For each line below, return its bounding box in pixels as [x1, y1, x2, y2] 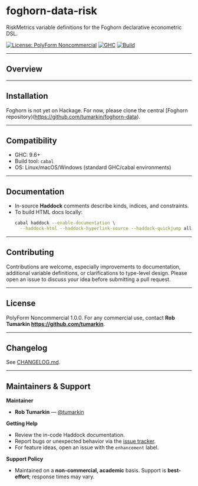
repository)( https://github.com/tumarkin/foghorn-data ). [6, 113, 140, 120]
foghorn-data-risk [6, 4, 97, 18]
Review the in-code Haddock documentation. [14, 432, 125, 439]
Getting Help [6, 420, 38, 427]
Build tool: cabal [14, 158, 54, 165]
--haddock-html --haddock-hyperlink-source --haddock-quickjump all [20, 226, 192, 232]
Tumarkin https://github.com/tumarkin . [6, 320, 105, 328]
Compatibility [6, 135, 57, 145]
